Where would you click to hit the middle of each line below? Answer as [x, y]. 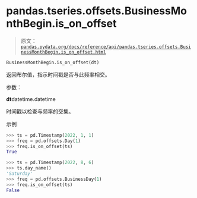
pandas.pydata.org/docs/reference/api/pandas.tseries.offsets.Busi [106, 47]
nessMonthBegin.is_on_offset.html [63, 52]
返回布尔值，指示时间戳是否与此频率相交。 [58, 74]
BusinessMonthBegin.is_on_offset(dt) [53, 62]
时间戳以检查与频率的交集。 [40, 111]
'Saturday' [20, 174]
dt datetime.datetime [31, 99]
